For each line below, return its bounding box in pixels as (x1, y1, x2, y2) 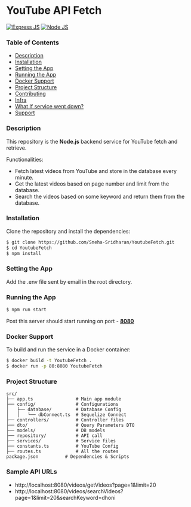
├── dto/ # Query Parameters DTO (6, 423, 135, 429)
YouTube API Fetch (6, 4, 102, 17)
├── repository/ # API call (6, 433, 103, 439)
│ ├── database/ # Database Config (6, 406, 121, 413)
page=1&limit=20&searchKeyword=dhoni (14, 494, 116, 501)
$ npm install (6, 250, 42, 256)
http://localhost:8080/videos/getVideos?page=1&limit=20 (14, 481, 156, 488)
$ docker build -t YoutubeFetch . (6, 357, 93, 364)
